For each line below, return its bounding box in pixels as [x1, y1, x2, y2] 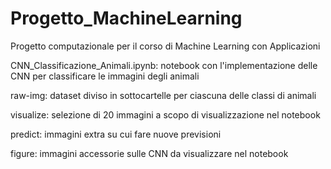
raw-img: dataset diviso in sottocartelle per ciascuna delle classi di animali [10, 89, 317, 101]
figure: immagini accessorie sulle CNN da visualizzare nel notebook [10, 147, 289, 159]
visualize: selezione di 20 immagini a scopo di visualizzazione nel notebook [10, 108, 321, 121]
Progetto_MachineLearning [10, 7, 243, 30]
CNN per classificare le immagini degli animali [10, 70, 200, 82]
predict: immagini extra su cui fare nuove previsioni [10, 128, 222, 140]
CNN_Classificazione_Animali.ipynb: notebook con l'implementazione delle [10, 59, 318, 71]
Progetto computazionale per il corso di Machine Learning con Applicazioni [10, 40, 321, 52]
